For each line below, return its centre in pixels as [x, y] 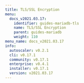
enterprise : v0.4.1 [29, 64]
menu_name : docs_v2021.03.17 [34, 41]
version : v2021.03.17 [31, 73]
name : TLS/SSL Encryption [40, 28]
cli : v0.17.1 [23, 55]
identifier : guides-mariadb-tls [46, 23]
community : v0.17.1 [29, 60]
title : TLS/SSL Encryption [32, 10]
